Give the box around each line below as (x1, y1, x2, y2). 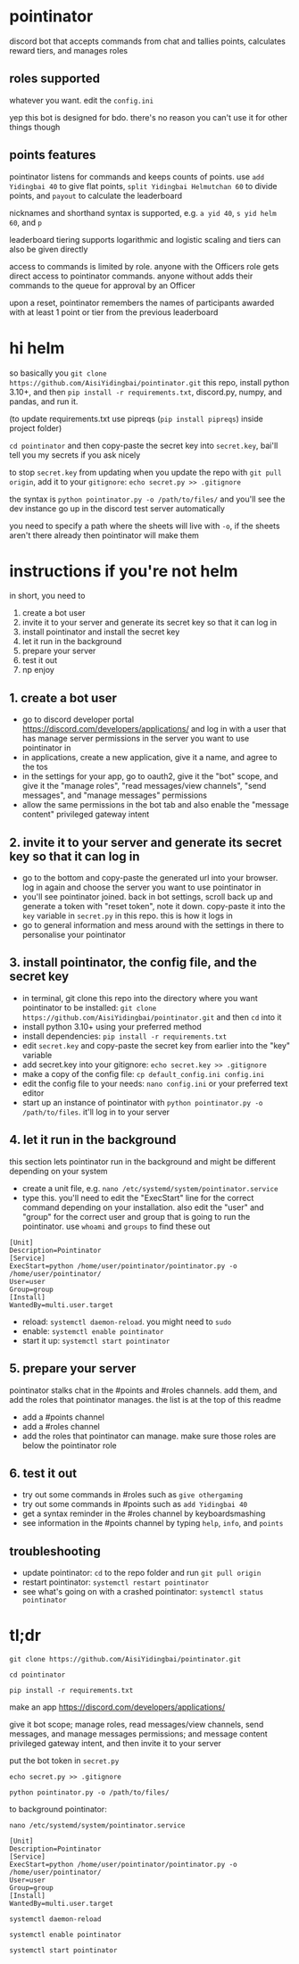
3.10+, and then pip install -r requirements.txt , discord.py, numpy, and (9, 386, 283, 397)
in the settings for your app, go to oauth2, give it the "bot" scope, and (21, 771, 278, 782)
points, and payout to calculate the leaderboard (9, 190, 183, 201)
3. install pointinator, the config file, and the (9, 955, 257, 970)
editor (21, 1087, 45, 1098)
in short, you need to (9, 591, 86, 601)
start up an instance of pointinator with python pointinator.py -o (21, 1097, 263, 1107)
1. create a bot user (9, 690, 118, 706)
